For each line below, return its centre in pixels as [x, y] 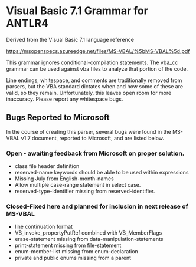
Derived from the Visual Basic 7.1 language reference [70, 39]
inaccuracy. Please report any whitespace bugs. [65, 99]
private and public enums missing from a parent [73, 258]
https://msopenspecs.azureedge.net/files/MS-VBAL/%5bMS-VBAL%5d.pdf [98, 51]
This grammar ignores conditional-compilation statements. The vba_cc [92, 62]
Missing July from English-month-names [64, 179]
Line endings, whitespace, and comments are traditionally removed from [94, 80]
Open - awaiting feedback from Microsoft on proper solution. [95, 153]
